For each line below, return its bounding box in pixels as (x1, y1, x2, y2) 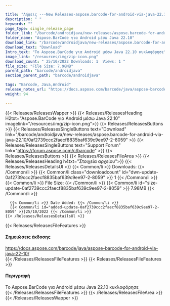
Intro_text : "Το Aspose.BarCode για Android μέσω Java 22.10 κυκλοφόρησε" (5, 49, 166, 55)
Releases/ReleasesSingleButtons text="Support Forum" (5, 142, 121, 148)
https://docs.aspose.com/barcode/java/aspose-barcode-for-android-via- (5, 245, 158, 251)
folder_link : (5, 31, 33, 36)
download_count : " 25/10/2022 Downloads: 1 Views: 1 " (5, 59, 125, 64)
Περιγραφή (5, 273, 30, 279)
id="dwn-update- (121, 169, 158, 175)
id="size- (138, 180, 158, 186)
